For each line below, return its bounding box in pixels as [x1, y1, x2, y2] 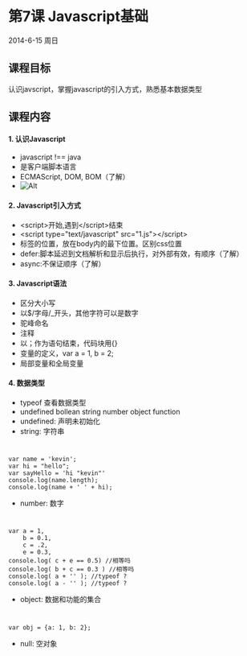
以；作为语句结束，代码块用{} [19, 338, 118, 348]
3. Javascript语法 [8, 278, 67, 288]
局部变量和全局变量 [19, 358, 84, 368]
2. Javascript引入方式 [8, 200, 82, 210]
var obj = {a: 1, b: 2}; [8, 623, 91, 632]
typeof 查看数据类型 [19, 398, 87, 407]
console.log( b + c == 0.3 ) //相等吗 [8, 565, 135, 574]
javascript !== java [19, 152, 82, 162]
